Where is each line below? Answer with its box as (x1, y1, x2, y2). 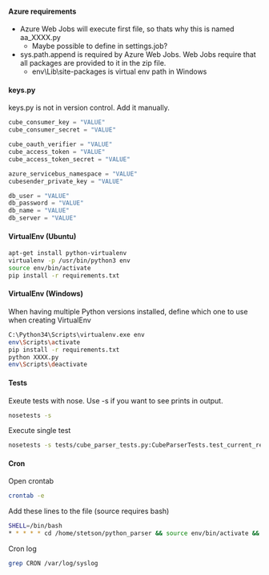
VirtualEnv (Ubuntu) (8, 231, 77, 241)
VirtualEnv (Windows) (8, 289, 84, 298)
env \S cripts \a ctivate (8, 338, 81, 346)
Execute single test (8, 426, 71, 435)
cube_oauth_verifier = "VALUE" (8, 140, 113, 148)
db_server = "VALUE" (8, 214, 78, 222)
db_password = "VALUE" (8, 199, 84, 208)
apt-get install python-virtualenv (8, 249, 127, 257)
